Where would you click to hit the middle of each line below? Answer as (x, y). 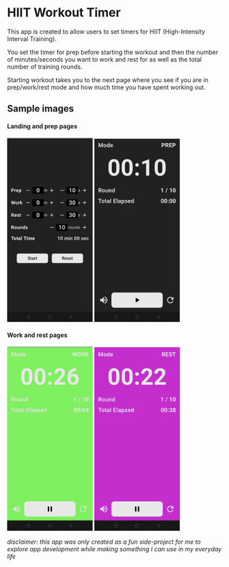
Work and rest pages (37, 335)
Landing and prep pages (42, 126)
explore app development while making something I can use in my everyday (114, 549)
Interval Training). (32, 38)
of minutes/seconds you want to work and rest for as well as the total (104, 59)
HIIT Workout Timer (64, 13)
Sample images (41, 109)
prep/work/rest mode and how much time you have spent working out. (107, 87)
